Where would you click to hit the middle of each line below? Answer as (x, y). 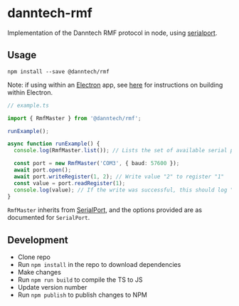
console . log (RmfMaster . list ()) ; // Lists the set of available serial (121, 151)
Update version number (52, 287)
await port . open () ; (43, 170)
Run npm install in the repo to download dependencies (99, 265)
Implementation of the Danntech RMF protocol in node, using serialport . (112, 33)
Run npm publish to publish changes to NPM (82, 295)
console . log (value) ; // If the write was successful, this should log (121, 190)
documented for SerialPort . (49, 218)
